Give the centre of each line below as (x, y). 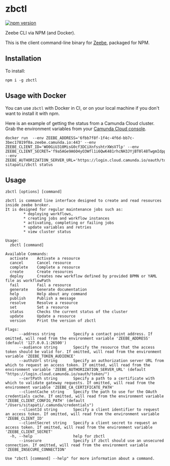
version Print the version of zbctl (53, 321)
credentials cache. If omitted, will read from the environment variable (85, 396)
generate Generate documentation (48, 290)
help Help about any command (48, 294)
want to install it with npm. (32, 113)
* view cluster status (47, 232)
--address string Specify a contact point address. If (86, 334)
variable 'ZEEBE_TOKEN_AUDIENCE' (40, 356)
